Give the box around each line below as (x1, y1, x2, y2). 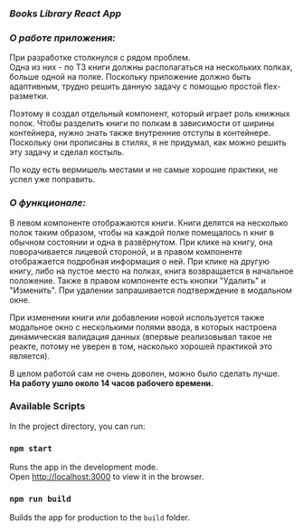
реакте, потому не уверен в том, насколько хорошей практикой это (9, 341, 273, 352)
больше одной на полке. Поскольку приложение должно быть (9, 72, 251, 82)
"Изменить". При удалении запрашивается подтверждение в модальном (9, 285, 292, 295)
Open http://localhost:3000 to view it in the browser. (9, 471, 204, 482)
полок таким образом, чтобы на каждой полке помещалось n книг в (9, 227, 274, 237)
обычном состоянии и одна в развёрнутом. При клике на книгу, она (9, 237, 273, 247)
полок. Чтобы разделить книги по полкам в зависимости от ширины (9, 118, 275, 129)
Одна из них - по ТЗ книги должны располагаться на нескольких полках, (9, 62, 293, 73)
